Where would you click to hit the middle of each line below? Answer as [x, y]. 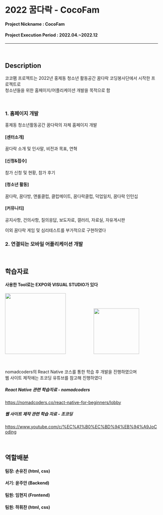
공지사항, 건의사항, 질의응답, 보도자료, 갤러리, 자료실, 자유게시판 [65, 220]
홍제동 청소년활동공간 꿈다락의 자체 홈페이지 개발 [51, 125]
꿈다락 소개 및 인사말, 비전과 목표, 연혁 [41, 149]
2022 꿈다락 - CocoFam [52, 10]
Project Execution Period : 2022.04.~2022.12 [51, 35]
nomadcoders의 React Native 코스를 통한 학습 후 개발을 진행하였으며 [71, 372]
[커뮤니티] [15, 208]
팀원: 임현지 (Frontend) [27, 495]
